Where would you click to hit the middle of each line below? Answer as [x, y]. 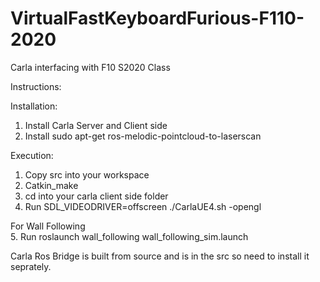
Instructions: [36, 86]
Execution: [32, 155]
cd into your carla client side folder [96, 196]
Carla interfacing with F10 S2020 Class [90, 67]
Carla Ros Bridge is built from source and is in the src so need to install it [160, 256]
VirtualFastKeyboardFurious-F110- [157, 18]
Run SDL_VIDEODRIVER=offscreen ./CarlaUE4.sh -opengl [143, 206]
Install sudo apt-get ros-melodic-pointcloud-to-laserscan [143, 136]
